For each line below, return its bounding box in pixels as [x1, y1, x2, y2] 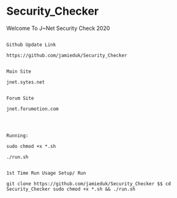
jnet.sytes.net [6, 79, 45, 85]
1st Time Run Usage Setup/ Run [6, 170, 86, 176]
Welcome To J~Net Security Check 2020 [6, 24, 110, 32]
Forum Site [6, 95, 34, 101]
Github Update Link [6, 42, 56, 48]
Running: [6, 133, 29, 139]
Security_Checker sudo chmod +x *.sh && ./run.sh [6, 186, 136, 192]
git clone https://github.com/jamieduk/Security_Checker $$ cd [6, 180, 171, 187]
